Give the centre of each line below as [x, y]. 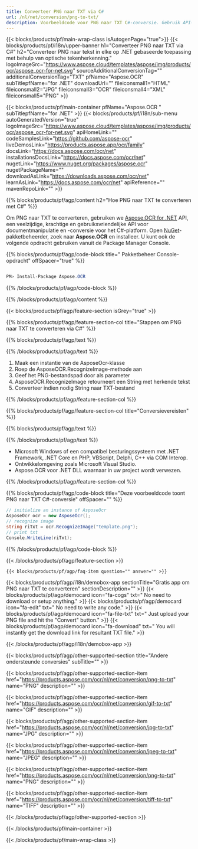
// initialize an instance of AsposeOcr [57, 510]
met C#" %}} [22, 207]
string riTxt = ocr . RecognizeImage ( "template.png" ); [72, 527]
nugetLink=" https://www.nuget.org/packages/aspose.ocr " [77, 164]
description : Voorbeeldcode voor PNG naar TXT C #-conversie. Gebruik [93, 22]
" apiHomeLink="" [95, 132]
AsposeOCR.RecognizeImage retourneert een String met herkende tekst [102, 382]
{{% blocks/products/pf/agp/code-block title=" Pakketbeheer [81, 254]
